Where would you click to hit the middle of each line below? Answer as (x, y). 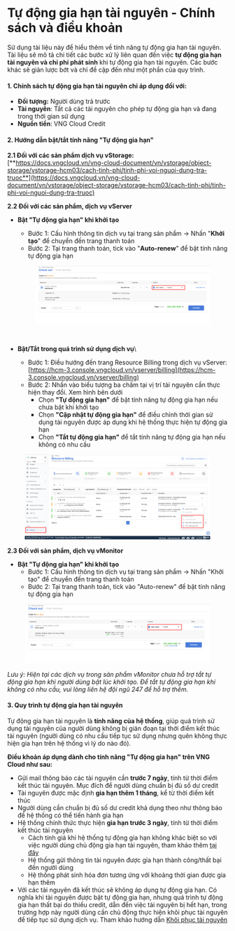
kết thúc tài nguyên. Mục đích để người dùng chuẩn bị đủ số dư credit (118, 786)
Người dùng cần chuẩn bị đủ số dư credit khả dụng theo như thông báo (120, 808)
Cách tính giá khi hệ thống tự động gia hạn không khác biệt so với (122, 838)
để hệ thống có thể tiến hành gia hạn (70, 815)
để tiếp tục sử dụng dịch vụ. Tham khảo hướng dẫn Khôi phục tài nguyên (122, 920)
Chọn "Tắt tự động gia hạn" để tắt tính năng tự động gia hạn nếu (132, 437)
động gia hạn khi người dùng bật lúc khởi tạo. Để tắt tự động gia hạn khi (111, 682)
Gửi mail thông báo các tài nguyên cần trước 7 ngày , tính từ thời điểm (117, 778)
